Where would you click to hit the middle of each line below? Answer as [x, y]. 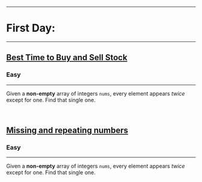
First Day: [31, 28]
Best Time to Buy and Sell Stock [67, 58]
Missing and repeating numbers [67, 131]
